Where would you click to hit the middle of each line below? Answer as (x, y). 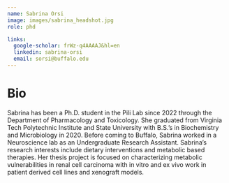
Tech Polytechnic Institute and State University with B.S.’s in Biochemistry (113, 127)
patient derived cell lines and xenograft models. (76, 172)
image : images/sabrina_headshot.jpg (60, 20)
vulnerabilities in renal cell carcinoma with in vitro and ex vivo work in (107, 164)
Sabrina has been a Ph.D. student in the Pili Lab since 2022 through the (110, 112)
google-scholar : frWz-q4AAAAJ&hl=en (67, 46)
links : (17, 39)
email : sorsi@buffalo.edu (51, 59)
